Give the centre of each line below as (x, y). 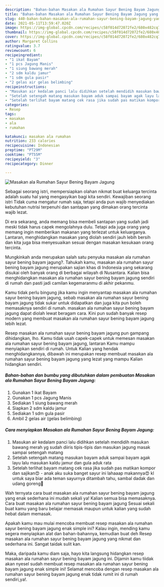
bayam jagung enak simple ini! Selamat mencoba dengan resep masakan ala (82, 569)
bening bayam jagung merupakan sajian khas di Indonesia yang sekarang (79, 267)
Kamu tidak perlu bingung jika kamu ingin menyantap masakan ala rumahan (81, 292)
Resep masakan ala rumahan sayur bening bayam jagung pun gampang (77, 333)
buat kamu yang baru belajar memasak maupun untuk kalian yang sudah (78, 509)
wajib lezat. (17, 212)
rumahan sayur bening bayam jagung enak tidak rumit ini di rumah (72, 574)
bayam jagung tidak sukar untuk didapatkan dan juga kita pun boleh (73, 303)
